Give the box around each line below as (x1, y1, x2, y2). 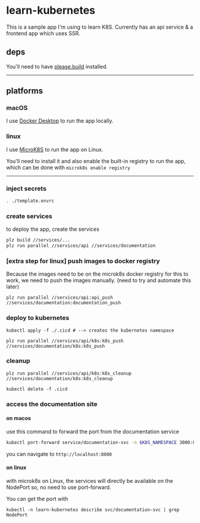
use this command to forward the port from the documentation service (6, 428, 180, 435)
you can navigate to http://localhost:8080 (6, 450, 112, 457)
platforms (6, 86, 43, 96)
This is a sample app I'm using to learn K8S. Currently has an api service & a (6, 23, 193, 30)
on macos (6, 415, 32, 422)
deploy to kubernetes (6, 314, 70, 322)
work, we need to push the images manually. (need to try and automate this (6, 277, 192, 284)
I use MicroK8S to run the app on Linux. (6, 146, 104, 153)
